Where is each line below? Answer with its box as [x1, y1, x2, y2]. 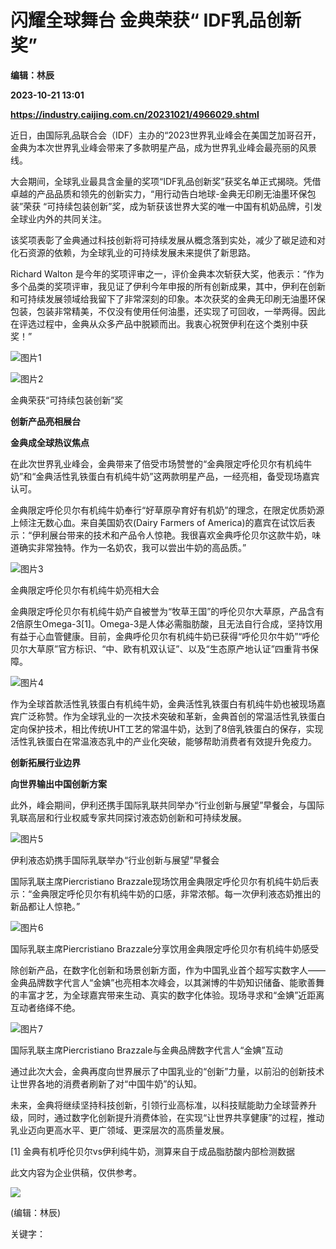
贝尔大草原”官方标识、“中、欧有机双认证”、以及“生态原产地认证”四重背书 [10, 642, 310, 655]
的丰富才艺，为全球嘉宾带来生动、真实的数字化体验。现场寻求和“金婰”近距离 [10, 989, 325, 1001]
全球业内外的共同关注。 [10, 212, 107, 225]
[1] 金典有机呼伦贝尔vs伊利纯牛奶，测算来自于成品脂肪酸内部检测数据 [10, 1145, 296, 1157]
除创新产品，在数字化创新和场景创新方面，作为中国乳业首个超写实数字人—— [10, 964, 326, 976]
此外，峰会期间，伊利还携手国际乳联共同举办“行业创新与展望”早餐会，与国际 [10, 799, 325, 811]
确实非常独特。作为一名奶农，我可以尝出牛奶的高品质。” [18, 541, 247, 553]
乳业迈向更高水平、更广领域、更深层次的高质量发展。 [10, 1124, 230, 1136]
